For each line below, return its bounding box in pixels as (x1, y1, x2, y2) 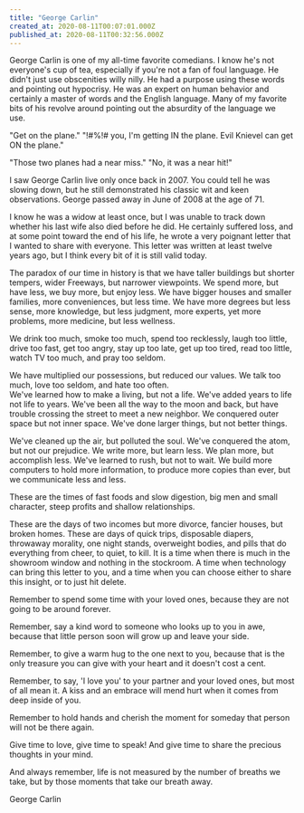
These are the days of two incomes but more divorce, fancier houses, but (9, 519, 283, 530)
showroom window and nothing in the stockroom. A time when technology (9, 558, 287, 569)
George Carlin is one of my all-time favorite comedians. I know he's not (9, 55, 274, 66)
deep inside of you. (9, 694, 81, 706)
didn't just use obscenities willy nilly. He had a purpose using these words (9, 74, 285, 85)
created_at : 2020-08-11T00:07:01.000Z (9, 22, 156, 31)
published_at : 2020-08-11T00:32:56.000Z (9, 30, 165, 39)
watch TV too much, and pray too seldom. (9, 352, 166, 363)
